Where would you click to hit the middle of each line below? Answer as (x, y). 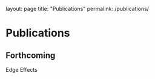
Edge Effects (21, 70)
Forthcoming (31, 55)
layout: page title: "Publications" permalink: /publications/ (77, 9)
